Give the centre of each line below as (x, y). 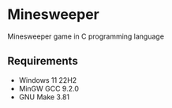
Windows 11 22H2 (48, 80)
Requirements (43, 61)
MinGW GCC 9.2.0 (49, 88)
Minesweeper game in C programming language (86, 36)
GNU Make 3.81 (44, 97)
